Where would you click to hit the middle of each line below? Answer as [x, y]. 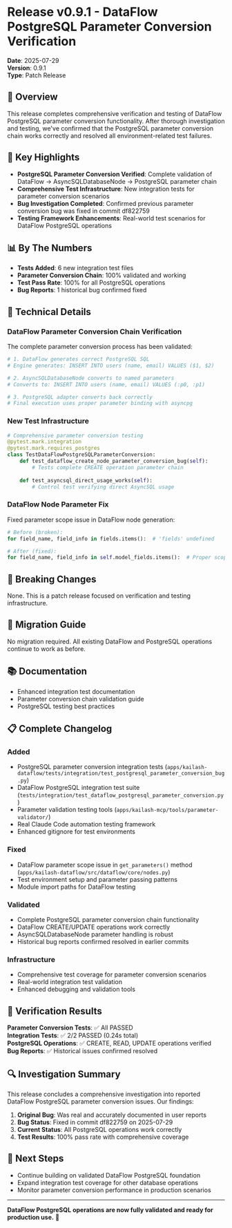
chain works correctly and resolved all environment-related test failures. [109, 135]
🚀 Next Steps [36, 1159]
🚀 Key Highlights [43, 157]
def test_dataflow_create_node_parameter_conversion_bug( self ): [114, 461]
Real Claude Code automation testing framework [86, 824]
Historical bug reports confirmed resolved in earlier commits [103, 942]
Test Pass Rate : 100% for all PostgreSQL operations [91, 283]
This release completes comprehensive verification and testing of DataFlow [115, 113]
